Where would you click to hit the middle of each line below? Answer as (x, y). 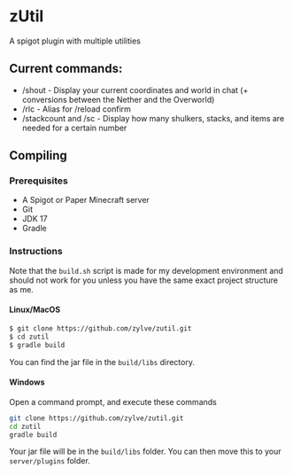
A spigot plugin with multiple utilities (75, 41)
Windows (27, 382)
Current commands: (66, 69)
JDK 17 (35, 219)
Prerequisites (39, 181)
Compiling (39, 156)
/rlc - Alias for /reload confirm (76, 109)
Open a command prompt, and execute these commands (113, 401)
